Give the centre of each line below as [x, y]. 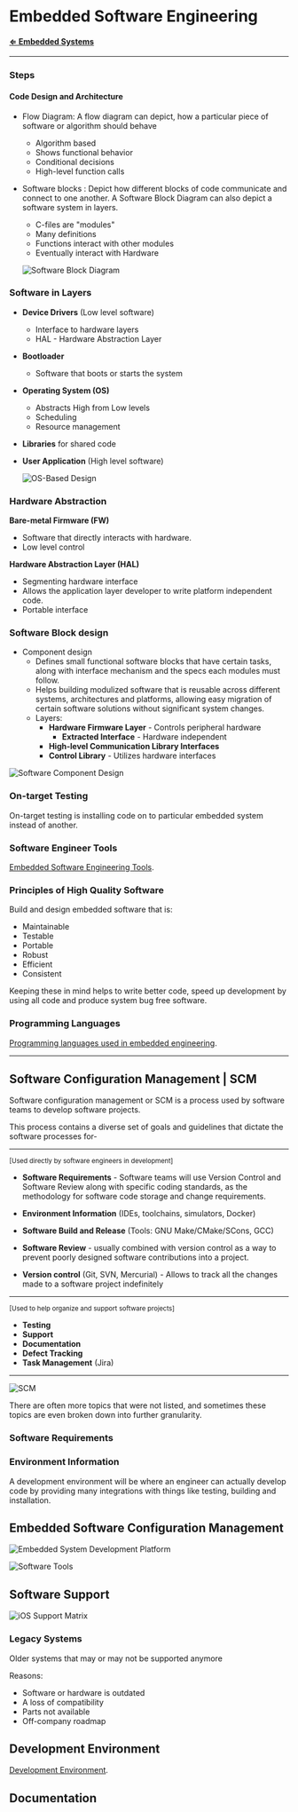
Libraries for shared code [69, 443]
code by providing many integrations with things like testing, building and [143, 1491]
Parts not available [56, 1712]
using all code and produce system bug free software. [108, 1001]
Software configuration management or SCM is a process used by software [147, 1100]
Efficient [37, 964]
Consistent [42, 974]
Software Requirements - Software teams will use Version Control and [151, 1177]
